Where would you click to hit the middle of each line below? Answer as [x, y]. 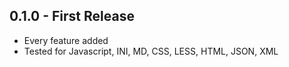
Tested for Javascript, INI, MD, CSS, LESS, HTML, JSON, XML [151, 51]
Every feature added [66, 40]
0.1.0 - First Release [72, 16]
